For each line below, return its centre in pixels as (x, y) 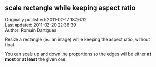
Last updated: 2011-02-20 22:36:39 (40, 25)
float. (10, 44)
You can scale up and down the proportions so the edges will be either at (78, 54)
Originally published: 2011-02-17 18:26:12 (46, 19)
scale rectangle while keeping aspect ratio (70, 8)
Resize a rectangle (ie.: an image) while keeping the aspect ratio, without (78, 39)
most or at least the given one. (36, 59)
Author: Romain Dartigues (31, 30)
